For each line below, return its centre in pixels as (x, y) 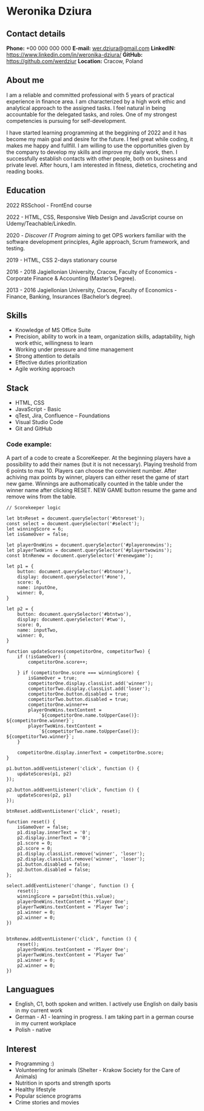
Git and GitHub (34, 429)
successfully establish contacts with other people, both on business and (97, 158)
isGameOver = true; (53, 678)
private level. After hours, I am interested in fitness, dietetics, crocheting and (102, 165)
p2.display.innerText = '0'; (54, 838)
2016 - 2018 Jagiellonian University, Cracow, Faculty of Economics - (92, 271)
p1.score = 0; (35, 843)
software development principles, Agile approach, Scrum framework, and (98, 242)
